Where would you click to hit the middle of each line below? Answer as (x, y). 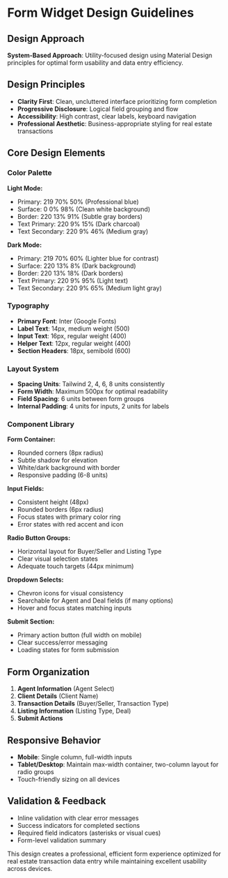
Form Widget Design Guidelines (101, 13)
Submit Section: (31, 621)
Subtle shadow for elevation (57, 460)
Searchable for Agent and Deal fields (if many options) (95, 600)
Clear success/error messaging (62, 642)
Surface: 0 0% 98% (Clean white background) (84, 209)
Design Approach (46, 39)
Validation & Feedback (57, 801)
